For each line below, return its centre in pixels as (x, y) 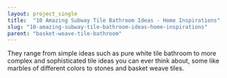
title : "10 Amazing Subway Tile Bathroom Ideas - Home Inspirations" (114, 20)
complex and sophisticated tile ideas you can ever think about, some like (113, 61)
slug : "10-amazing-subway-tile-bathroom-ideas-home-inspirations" (107, 27)
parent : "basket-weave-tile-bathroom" (65, 33)
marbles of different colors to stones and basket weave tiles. (96, 68)
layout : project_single (43, 14)
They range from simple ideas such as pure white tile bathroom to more (112, 53)
